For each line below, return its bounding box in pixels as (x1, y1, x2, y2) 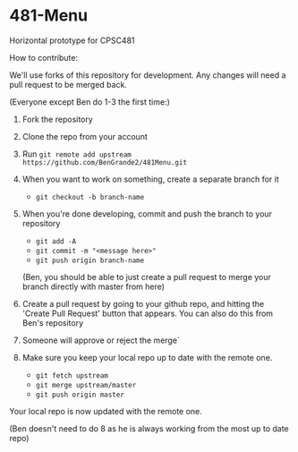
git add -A (35, 236, 77, 246)
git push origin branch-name (35, 256, 145, 265)
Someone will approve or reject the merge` (21, 335, 181, 345)
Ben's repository (21, 317, 84, 328)
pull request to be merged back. (9, 79, 128, 90)
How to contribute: (9, 52, 79, 63)
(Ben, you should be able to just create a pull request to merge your (21, 271, 271, 282)
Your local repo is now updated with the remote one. (9, 405, 203, 416)
